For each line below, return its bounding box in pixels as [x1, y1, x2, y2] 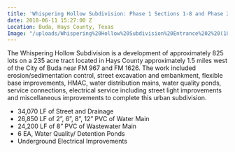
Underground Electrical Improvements [17, 137, 128, 146]
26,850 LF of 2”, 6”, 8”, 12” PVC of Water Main [17, 115, 150, 123]
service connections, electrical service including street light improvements [7, 86, 222, 95]
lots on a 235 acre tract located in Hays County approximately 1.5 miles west [7, 57, 227, 65]
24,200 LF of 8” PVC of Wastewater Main [17, 122, 137, 130]
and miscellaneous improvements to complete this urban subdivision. [7, 94, 207, 102]
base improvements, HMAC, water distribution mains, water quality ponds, [7, 78, 222, 88]
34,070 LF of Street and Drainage [17, 107, 114, 116]
